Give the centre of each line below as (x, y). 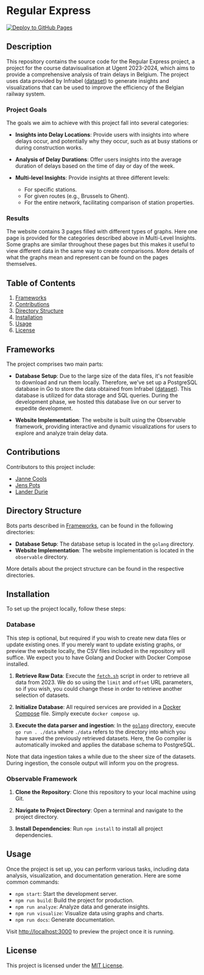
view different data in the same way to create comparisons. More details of (100, 251)
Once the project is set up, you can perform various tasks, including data (98, 869)
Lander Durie (32, 491)
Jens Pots (28, 485)
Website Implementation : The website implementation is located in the (104, 550)
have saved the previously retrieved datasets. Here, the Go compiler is (103, 738)
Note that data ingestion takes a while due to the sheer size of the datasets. (101, 756)
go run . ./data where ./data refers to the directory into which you (100, 732)
